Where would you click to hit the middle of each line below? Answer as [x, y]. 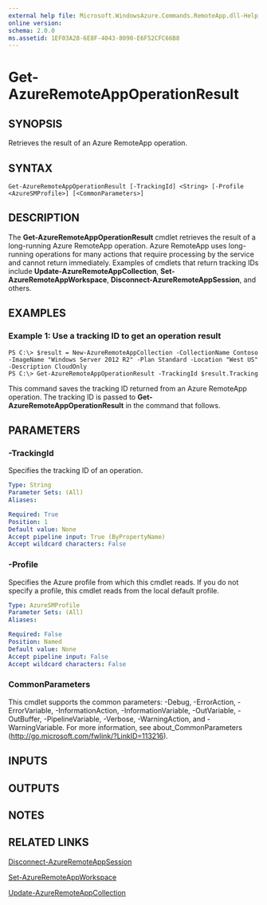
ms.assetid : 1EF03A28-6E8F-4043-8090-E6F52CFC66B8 [94, 38]
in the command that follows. [173, 405]
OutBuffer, [25, 719]
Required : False [35, 635]
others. [20, 288]
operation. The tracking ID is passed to [72, 397]
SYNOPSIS [35, 123]
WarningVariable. [37, 727]
